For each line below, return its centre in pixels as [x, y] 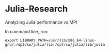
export [12, 40]
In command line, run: [27, 31]
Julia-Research [36, 9]
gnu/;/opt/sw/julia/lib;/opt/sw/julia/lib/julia [55, 44]
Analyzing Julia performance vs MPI [41, 22]
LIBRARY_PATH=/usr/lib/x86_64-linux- [58, 40]
